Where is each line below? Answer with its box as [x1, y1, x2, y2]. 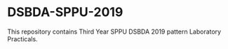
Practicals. [7, 34, 38, 43]
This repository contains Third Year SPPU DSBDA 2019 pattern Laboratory [7, 27, 222, 36]
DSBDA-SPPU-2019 [7, 4, 123, 20]
